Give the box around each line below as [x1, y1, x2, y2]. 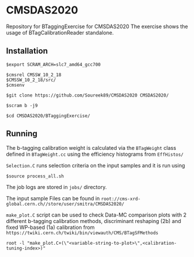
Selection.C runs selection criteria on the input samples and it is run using [6, 162, 186, 169]
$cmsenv [6, 82, 25, 88]
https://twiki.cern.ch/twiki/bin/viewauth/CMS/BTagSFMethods [6, 229, 159, 236]
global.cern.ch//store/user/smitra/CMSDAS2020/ [6, 201, 125, 207]
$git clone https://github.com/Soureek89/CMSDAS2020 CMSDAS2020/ [6, 92, 169, 98]
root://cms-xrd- [101, 196, 141, 202]
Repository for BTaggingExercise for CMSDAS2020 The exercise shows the [6, 23, 189, 30]
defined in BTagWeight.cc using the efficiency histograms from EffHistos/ [6, 150, 184, 157]
